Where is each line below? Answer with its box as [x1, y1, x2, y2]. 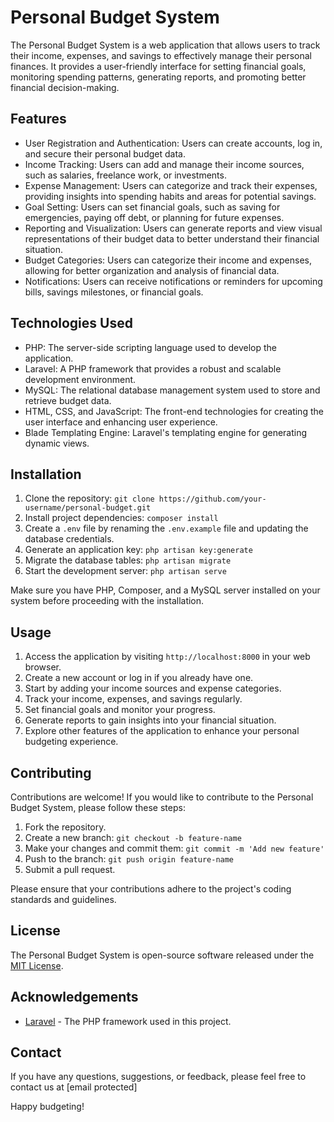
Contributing [10, 764, 92, 781]
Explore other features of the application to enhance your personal [24, 725, 300, 737]
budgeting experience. [24, 736, 119, 748]
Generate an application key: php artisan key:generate [24, 544, 253, 556]
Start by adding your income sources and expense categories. [24, 682, 282, 695]
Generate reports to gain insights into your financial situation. [24, 714, 277, 726]
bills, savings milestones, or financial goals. [24, 286, 204, 298]
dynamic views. [24, 437, 90, 449]
